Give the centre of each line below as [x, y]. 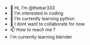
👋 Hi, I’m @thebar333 [32, 8]
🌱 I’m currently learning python [42, 18]
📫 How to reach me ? [33, 30]
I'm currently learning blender [41, 37]
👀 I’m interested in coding [37, 13]
